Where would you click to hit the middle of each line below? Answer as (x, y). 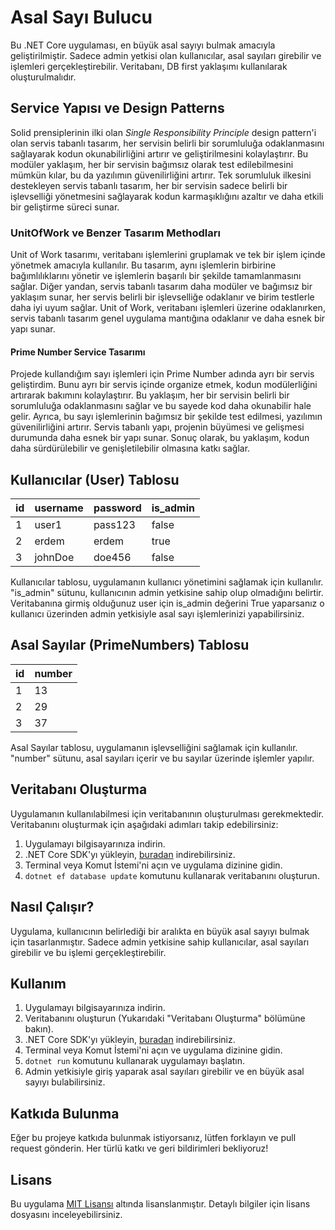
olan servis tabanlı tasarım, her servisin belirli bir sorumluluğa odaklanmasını (167, 143)
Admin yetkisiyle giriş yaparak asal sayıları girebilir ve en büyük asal (164, 1072)
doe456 (112, 558)
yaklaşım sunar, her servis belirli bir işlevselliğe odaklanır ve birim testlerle (162, 297)
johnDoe (54, 558)
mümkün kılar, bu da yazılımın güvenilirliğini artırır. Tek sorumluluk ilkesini (161, 175)
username (59, 508)
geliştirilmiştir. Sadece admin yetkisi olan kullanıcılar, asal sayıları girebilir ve (166, 55)
